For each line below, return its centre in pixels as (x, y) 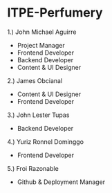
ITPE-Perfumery (55, 13)
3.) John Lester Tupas (38, 115)
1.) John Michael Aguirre (42, 32)
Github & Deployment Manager (61, 182)
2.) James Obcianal (35, 80)
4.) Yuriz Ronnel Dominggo (46, 141)
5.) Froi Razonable (33, 168)
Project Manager (41, 45)
